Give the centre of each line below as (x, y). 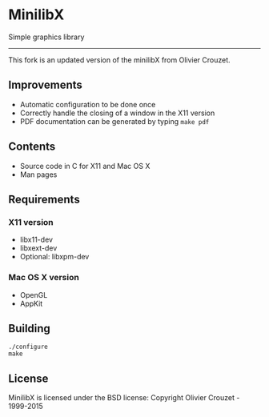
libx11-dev (36, 240)
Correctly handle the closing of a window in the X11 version (117, 113)
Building (29, 329)
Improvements (45, 85)
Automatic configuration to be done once (88, 104)
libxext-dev (38, 248)
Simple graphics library (46, 37)
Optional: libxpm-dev (54, 257)
